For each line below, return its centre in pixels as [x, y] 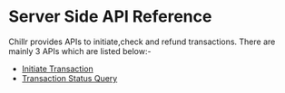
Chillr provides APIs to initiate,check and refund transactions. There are [142, 42]
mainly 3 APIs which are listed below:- [80, 51]
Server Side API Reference [110, 17]
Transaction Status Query [69, 78]
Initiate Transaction [58, 69]
